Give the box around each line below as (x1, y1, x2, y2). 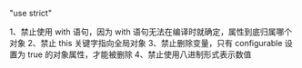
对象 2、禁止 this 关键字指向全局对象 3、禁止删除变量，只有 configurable (9, 38, 283, 48)
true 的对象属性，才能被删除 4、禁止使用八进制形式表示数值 (26, 49, 252, 60)
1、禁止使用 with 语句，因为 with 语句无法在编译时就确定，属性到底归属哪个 (9, 26, 293, 37)
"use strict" (9, 8, 53, 18)
